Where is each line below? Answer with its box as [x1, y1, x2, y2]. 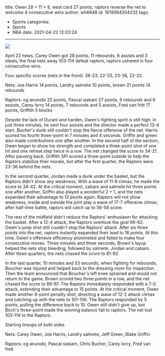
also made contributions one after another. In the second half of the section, [5, 137, 159, 143]
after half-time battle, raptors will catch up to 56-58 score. [5, 205, 123, 210]
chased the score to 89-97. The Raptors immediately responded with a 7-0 [5, 281, 156, 287]
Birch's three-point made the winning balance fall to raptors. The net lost [5, 307, 152, 313]
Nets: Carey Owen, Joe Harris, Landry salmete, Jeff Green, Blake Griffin [5, 331, 151, 337]
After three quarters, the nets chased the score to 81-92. [5, 250, 119, 256]
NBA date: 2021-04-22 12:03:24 [12, 29, 78, 35]
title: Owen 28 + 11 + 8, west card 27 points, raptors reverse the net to [5, 4, 146, 10]
